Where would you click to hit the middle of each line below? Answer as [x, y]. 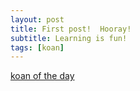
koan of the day [42, 76]
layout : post [37, 19]
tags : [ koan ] [37, 47]
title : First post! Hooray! [71, 29]
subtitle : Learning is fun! [69, 38]
